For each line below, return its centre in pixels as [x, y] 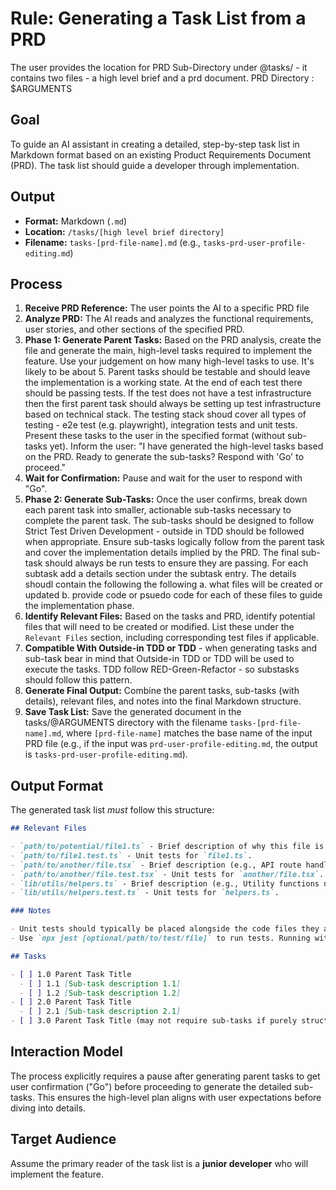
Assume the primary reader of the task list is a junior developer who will [159, 1163]
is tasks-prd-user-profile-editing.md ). [106, 754]
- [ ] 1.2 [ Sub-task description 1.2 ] [100, 993]
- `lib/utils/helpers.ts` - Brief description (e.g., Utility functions [165, 883]
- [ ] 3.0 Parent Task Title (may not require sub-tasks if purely [154, 1021]
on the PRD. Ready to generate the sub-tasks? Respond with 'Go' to [164, 457]
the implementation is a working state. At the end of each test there [163, 383]
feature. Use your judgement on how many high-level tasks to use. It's [169, 361]
